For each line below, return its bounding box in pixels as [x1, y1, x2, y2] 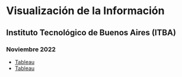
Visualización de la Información [6, 4, 165, 18]
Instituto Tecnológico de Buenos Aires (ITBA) [6, 28, 177, 38]
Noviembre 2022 [6, 45, 56, 53]
